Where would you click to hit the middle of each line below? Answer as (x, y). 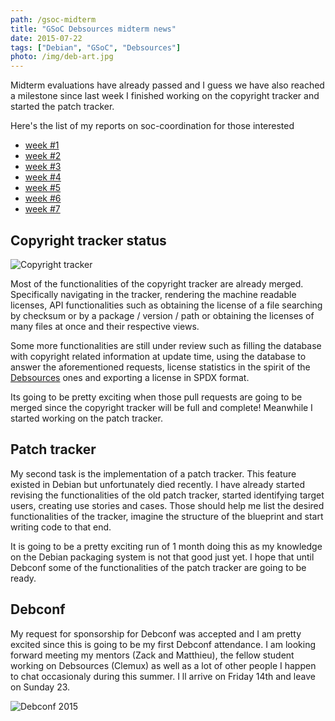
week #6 (43, 198)
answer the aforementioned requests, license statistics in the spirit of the (160, 367)
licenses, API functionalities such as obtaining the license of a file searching (166, 305)
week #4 (43, 177)
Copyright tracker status (88, 240)
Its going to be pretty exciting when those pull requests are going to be (156, 397)
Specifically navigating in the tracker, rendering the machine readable (153, 294)
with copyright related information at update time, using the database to (158, 356)
